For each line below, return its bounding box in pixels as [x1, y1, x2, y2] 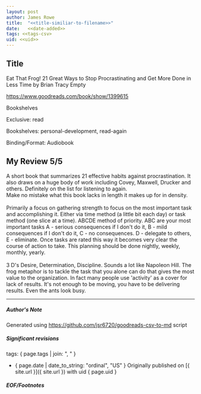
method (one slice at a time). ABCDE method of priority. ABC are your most [6, 217, 191, 224]
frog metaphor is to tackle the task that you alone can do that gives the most [6, 268, 194, 275]
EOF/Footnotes [6, 381, 45, 389]
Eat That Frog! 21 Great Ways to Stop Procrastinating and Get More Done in [6, 74, 191, 81]
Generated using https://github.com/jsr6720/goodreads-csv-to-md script [6, 321, 187, 328]
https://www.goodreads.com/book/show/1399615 [6, 92, 129, 99]
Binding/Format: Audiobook [6, 139, 74, 146]
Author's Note [6, 306, 42, 313]
